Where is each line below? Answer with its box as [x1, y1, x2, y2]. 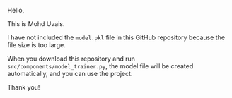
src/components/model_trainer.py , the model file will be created [7, 62, 194, 70]
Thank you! [7, 83, 40, 91]
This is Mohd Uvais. [7, 20, 65, 27]
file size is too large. [7, 41, 66, 49]
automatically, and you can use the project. [7, 70, 133, 78]
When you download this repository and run [7, 54, 136, 63]
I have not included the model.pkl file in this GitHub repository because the [7, 33, 225, 42]
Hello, [7, 6, 25, 14]
